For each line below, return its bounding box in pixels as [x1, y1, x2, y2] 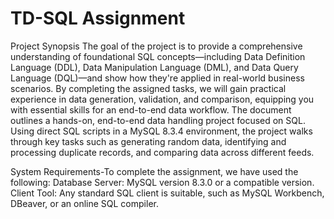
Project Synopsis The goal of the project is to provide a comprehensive [10, 40, 303, 52]
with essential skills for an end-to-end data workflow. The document [10, 103, 292, 116]
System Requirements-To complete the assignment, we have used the [10, 165, 299, 177]
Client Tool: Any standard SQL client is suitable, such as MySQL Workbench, [10, 187, 325, 199]
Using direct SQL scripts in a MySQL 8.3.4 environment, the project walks [10, 125, 313, 137]
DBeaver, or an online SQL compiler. [10, 197, 159, 209]
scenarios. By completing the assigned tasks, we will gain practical [10, 82, 287, 94]
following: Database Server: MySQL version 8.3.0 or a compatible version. [10, 176, 315, 188]
